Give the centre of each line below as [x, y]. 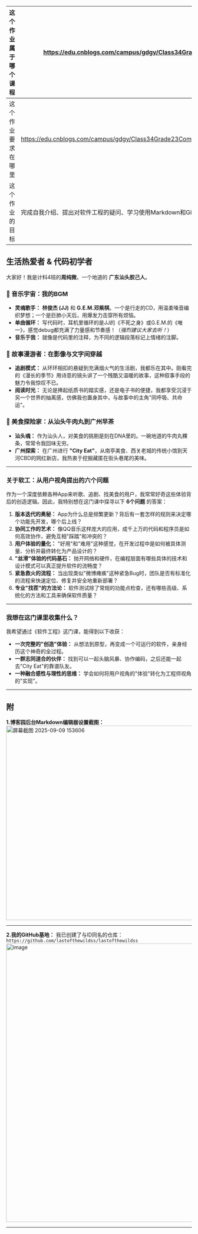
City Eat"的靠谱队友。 [49, 666]
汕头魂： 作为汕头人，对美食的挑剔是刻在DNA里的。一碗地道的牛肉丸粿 [101, 436]
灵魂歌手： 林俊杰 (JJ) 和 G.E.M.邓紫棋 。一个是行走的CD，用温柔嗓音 [99, 308]
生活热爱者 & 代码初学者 [49, 262]
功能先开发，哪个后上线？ [51, 521]
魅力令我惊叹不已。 [38, 383]
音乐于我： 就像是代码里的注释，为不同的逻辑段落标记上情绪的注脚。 [98, 337]
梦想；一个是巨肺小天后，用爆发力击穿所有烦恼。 [79, 315]
